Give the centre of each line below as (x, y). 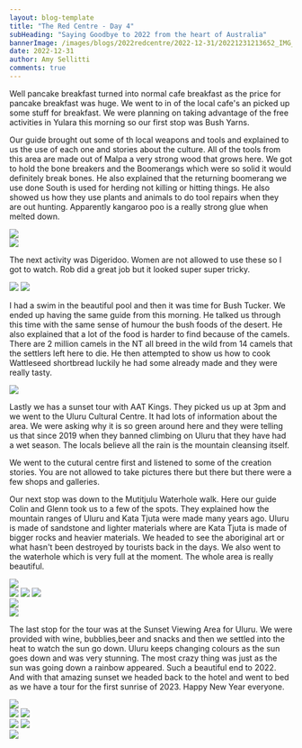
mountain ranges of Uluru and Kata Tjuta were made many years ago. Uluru (149, 518)
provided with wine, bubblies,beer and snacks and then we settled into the (147, 639)
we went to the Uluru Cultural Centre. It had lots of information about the (143, 416)
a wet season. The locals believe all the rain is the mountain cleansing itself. (150, 445)
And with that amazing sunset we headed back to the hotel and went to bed (149, 677)
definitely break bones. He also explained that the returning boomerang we (148, 178)
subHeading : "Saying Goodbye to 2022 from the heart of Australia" (138, 34)
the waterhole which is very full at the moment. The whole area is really (142, 556)
